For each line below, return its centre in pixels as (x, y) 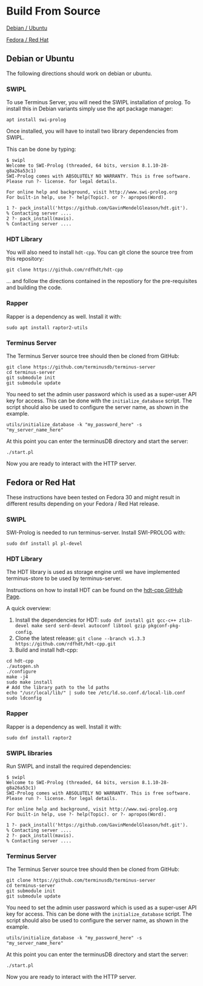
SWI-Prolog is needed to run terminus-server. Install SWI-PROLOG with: (96, 533)
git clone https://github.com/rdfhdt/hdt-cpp (65, 270)
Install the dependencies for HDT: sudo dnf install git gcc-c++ (96, 620)
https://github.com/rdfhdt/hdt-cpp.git (65, 644)
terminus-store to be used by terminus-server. (64, 578)
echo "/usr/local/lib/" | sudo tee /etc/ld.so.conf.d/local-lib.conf (96, 693)
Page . (14, 597)
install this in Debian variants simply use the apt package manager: (90, 109)
